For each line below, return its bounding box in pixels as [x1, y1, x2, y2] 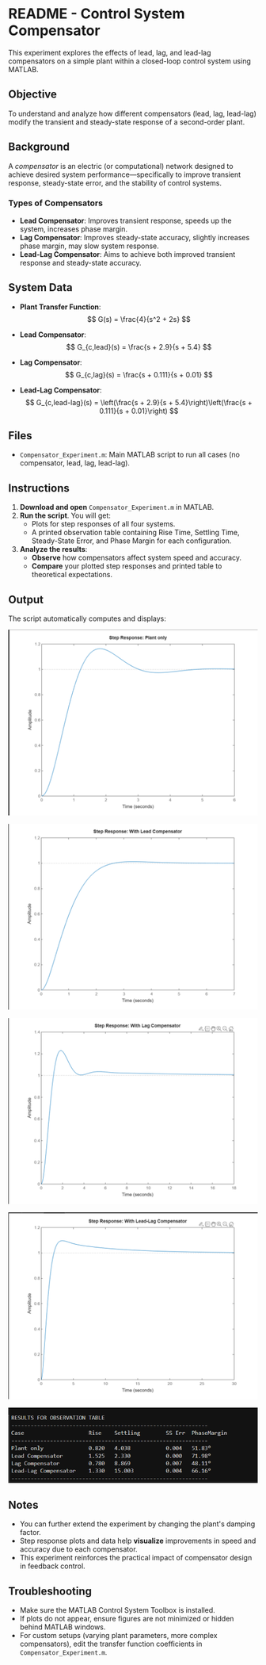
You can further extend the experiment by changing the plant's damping [19, 1519, 256, 1529]
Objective [8, 88, 58, 101]
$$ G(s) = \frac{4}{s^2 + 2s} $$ [86, 314, 192, 323]
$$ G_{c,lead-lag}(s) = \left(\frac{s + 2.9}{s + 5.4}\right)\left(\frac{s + [25, 397, 253, 407]
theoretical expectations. [31, 570, 113, 580]
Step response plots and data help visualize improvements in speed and [19, 1536, 256, 1546]
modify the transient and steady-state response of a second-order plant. [8, 117, 245, 127]
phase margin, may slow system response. [19, 241, 160, 251]
